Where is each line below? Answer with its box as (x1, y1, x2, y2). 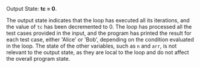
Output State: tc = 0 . (6, 5, 57, 12)
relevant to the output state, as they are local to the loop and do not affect (6, 49, 189, 56)
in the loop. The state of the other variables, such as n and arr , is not (6, 42, 177, 49)
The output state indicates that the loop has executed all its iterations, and (6, 17, 190, 23)
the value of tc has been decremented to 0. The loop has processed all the (6, 23, 192, 30)
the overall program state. (6, 55, 70, 62)
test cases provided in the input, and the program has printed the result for (6, 29, 192, 37)
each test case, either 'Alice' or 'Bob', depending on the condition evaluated (6, 36, 195, 43)
